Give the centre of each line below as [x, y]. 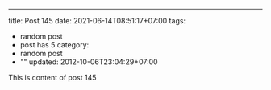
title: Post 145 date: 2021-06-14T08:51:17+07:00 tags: [97, 20]
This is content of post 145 [52, 78]
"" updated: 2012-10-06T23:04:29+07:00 [89, 62]
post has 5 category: [54, 45]
